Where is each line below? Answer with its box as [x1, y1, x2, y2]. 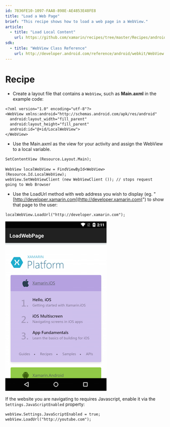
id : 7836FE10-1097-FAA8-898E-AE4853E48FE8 [5, 8, 96, 13]
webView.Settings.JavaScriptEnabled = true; [5, 412, 101, 417]
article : [5, 24, 24, 29]
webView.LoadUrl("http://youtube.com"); [5, 417, 92, 422]
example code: [12, 96, 44, 102]
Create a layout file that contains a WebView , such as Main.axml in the [12, 90, 157, 97]
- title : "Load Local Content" [10, 29, 76, 35]
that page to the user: [12, 201, 58, 208]
